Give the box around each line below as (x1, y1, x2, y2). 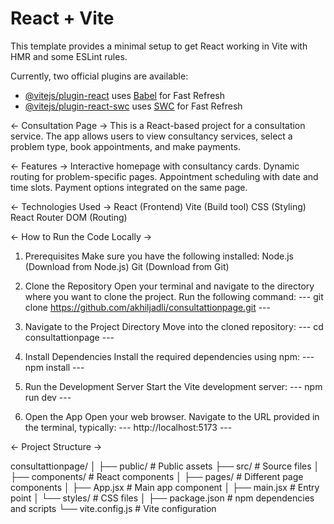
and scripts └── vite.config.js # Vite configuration (10, 502, 217, 514)
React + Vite (10, 7, 115, 30)
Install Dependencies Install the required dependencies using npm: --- (24, 350, 315, 362)
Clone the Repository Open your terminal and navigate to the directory (24, 280, 315, 292)
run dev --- (24, 391, 72, 403)
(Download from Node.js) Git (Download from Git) (24, 260, 230, 272)
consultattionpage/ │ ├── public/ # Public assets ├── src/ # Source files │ (10, 460, 320, 472)
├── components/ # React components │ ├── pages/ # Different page (10, 470, 304, 482)
